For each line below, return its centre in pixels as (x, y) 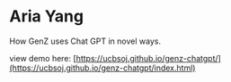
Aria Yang (46, 16)
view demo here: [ (43, 58)
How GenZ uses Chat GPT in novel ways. (85, 41)
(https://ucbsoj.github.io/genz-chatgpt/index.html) (102, 68)
